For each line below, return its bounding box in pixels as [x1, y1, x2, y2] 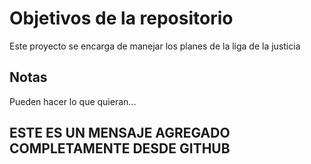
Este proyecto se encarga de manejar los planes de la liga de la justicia [9, 40, 301, 52]
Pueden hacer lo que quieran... [9, 95, 137, 107]
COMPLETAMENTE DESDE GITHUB [9, 140, 231, 157]
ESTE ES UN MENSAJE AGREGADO [9, 125, 231, 142]
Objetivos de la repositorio [9, 7, 234, 30]
